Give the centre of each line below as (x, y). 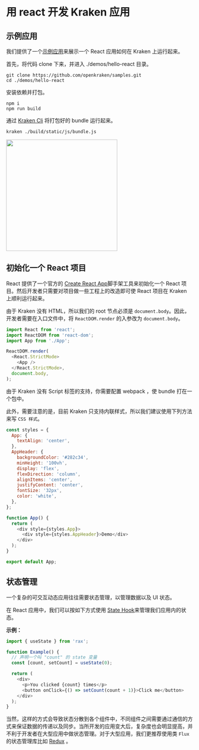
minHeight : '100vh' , (42, 463)
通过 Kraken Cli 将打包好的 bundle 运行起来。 (61, 120)
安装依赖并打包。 (27, 92)
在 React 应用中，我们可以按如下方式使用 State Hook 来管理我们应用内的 (94, 610)
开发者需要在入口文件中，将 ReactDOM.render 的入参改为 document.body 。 (95, 318)
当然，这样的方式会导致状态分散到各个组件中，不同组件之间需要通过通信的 (97, 719)
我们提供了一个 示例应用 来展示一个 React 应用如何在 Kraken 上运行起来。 (95, 51)
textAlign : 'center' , (43, 441)
